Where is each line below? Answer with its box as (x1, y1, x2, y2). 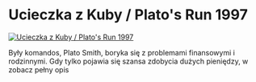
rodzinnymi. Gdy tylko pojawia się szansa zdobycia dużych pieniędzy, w (8, 56, 249, 66)
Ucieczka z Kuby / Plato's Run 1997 (8, 6, 248, 24)
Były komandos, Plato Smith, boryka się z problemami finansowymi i (8, 47, 236, 57)
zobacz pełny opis (8, 64, 69, 74)
